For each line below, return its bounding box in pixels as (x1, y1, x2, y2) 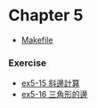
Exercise (8, 57, 47, 69)
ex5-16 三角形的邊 (20, 89, 88, 100)
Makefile (20, 35, 53, 45)
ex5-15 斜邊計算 (20, 78, 80, 89)
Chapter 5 (8, 5, 84, 26)
